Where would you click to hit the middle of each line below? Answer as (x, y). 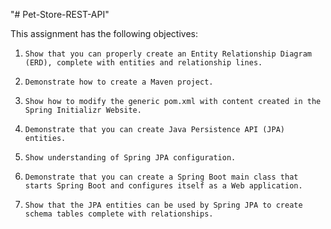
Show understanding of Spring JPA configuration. (130, 158)
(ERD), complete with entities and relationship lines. (143, 63)
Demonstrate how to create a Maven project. (119, 82)
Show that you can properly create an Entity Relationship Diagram (168, 54)
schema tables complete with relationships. (119, 214)
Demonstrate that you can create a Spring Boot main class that (161, 177)
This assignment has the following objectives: (104, 33)
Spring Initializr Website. (83, 110)
